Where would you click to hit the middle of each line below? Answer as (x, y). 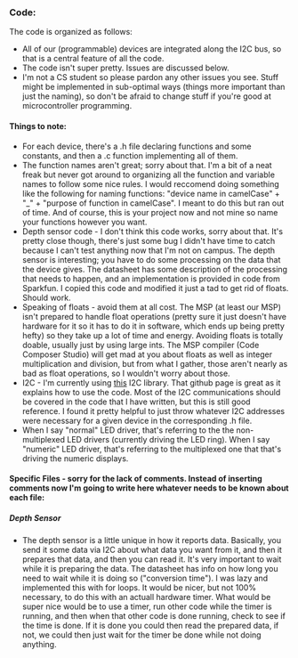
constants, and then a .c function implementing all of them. (130, 155)
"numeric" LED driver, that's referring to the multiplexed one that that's (152, 449)
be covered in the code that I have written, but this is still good (136, 402)
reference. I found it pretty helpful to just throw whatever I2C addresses (153, 410)
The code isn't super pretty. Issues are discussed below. (125, 68)
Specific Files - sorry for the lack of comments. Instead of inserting (136, 479)
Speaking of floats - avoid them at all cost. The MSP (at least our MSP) (152, 307)
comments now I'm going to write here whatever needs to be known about (149, 488)
